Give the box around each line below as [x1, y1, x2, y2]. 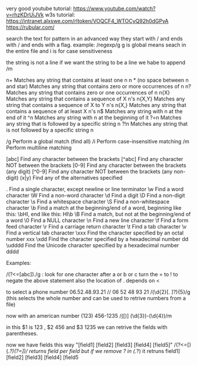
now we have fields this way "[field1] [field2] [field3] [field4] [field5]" [6, 341, 173, 348]
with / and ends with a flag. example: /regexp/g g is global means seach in [6, 41, 186, 48]
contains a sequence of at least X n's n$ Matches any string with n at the [6, 108, 183, 115]
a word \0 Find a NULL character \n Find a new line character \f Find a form [6, 217, 189, 224]
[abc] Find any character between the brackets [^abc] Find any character [6, 156, 183, 162]
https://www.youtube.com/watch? [73, 5, 156, 12]
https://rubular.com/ [6, 23, 55, 31]
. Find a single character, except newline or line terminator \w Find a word [6, 186, 184, 193]
